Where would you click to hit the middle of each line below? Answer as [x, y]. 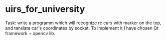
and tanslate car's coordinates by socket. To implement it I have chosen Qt [82, 28]
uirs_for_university [45, 9]
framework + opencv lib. [30, 33]
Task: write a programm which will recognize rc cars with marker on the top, [83, 23]
